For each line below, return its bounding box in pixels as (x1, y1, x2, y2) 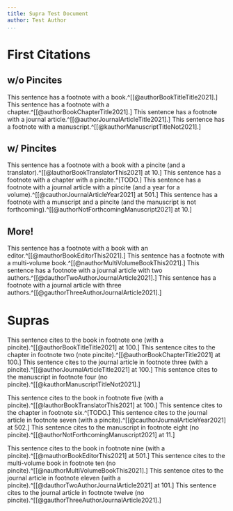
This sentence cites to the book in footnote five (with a (7, 394, 163, 402)
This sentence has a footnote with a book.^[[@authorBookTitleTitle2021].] (7, 93, 218, 101)
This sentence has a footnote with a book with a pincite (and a (7, 161, 186, 169)
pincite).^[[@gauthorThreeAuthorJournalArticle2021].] (7, 496, 162, 505)
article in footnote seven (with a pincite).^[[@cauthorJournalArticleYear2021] (7, 416, 226, 425)
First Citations (7, 47, 91, 63)
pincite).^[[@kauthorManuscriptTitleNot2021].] (7, 380, 140, 388)
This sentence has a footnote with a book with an (7, 244, 148, 253)
